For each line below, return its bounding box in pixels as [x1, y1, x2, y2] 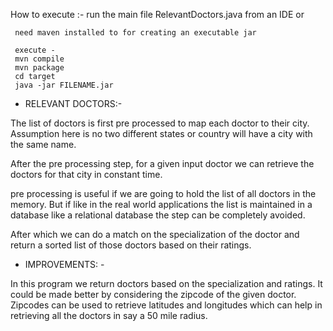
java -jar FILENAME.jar [14, 80, 114, 90]
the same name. [10, 139, 77, 150]
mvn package [14, 63, 65, 73]
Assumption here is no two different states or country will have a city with [10, 128, 313, 139]
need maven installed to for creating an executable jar [14, 28, 257, 38]
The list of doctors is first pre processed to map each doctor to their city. [10, 117, 310, 129]
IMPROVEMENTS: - [24, 259, 105, 270]
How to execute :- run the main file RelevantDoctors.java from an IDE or [10, 9, 305, 20]
